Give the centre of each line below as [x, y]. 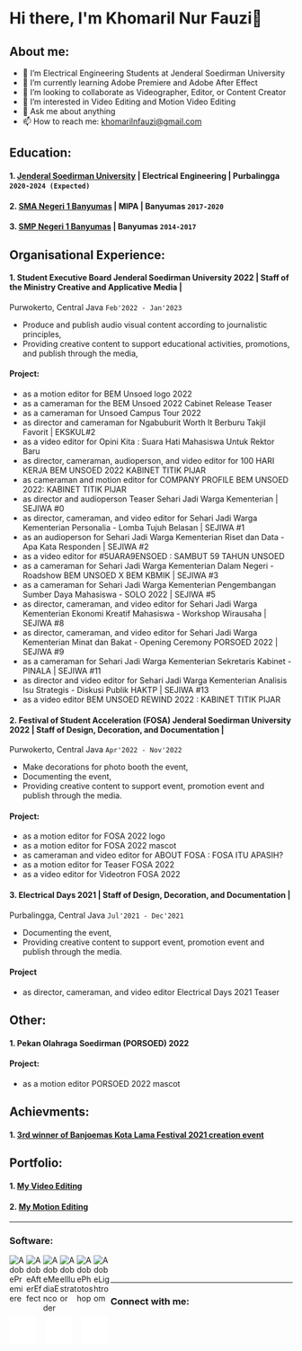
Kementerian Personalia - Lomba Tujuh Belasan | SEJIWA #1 [133, 527]
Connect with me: [151, 1302]
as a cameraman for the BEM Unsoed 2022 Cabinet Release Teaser [147, 403]
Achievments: [49, 1112]
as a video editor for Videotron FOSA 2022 [102, 875]
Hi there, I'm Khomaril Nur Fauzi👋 [136, 18]
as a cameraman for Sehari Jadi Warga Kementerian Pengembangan [149, 584]
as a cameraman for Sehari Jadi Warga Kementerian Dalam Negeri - [148, 565]
